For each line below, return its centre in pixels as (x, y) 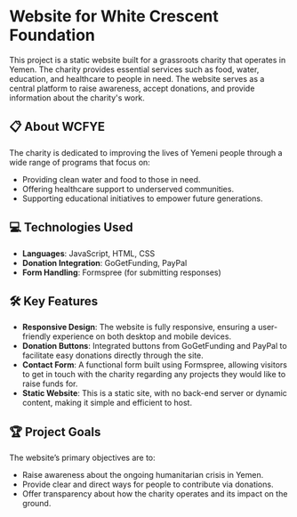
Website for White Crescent (114, 16)
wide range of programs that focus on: (80, 162)
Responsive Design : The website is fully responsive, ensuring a (139, 327)
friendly (36, 336)
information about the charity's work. (77, 97)
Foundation (52, 35)
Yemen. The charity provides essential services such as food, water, (134, 69)
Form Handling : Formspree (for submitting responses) (122, 272)
